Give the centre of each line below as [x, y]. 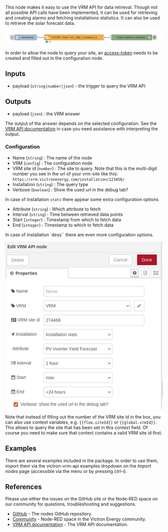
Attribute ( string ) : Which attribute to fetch [56, 209]
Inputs [15, 74]
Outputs [18, 102]
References [23, 487]
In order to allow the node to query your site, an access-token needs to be [82, 52]
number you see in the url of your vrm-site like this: [65, 173]
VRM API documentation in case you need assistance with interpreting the [82, 128]
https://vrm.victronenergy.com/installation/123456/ [68, 179]
